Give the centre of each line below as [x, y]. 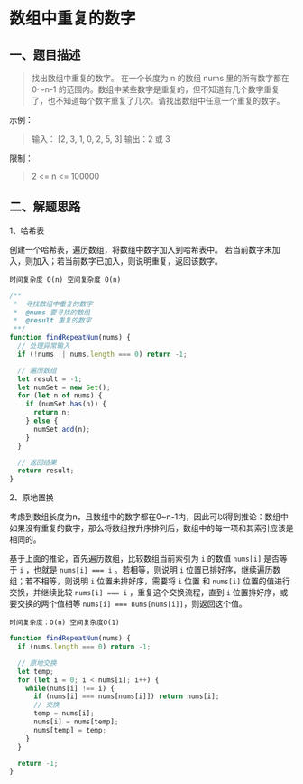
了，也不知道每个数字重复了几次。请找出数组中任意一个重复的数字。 [158, 101]
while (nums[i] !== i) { [70, 688]
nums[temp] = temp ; [69, 730]
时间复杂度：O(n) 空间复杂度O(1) [64, 623]
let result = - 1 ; [50, 379]
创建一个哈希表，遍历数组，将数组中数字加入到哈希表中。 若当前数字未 [141, 249]
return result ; [46, 471]
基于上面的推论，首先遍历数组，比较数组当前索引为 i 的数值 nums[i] [136, 559]
